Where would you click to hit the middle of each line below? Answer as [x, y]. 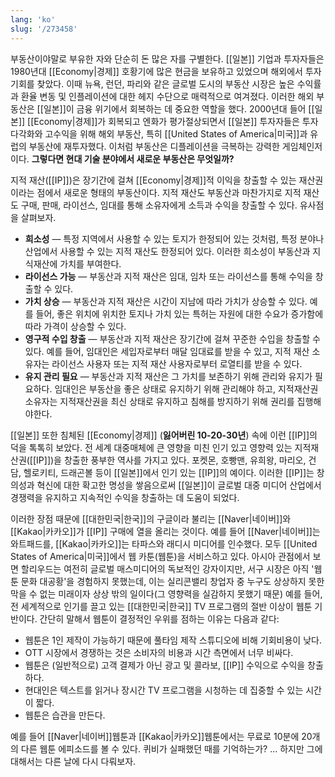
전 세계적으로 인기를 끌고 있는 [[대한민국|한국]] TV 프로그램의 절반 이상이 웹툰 [161, 606]
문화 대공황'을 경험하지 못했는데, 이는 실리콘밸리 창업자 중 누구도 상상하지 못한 [172, 581]
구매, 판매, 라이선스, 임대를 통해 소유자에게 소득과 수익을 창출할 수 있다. [159, 205]
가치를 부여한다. [90, 263]
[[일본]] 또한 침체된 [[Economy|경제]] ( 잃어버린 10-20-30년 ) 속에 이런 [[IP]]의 [164, 435]
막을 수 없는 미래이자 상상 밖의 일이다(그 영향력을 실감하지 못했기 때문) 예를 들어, [166, 593]
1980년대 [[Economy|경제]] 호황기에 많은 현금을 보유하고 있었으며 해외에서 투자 [166, 71]
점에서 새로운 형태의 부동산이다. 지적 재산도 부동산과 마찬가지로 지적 [169, 192]
